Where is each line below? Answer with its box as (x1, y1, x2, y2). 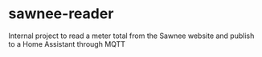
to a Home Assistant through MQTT (8, 39, 126, 48)
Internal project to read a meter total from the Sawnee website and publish (8, 31, 255, 40)
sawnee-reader (8, 5, 114, 23)
